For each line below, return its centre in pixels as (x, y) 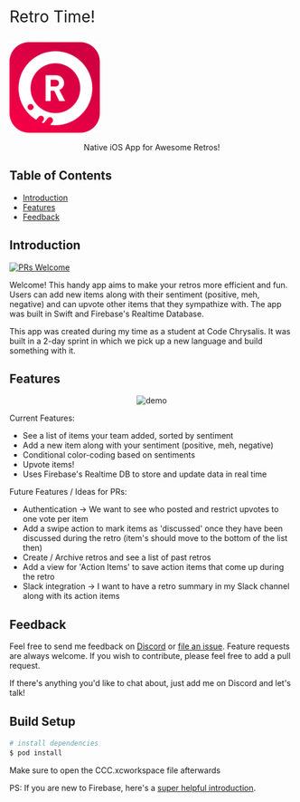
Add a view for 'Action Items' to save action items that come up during (153, 567)
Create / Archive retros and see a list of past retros (117, 557)
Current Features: (42, 418)
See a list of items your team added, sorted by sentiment (128, 436)
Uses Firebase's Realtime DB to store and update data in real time (145, 474)
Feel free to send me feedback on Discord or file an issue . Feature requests (150, 646)
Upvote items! (48, 465)
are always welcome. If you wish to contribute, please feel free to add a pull (150, 656)
